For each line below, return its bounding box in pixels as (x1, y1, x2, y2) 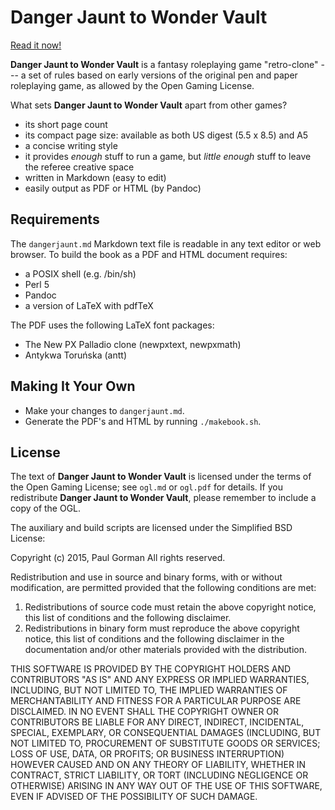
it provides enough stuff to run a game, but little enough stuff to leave (24, 150, 312, 162)
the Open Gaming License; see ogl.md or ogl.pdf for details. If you (10, 481, 283, 493)
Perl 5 (24, 278, 50, 290)
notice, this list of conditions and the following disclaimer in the (24, 633, 285, 645)
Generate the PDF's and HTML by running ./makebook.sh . (24, 415, 262, 427)
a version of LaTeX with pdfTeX (24, 299, 154, 311)
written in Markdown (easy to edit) (24, 171, 167, 183)
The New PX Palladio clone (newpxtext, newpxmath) (24, 338, 242, 350)
